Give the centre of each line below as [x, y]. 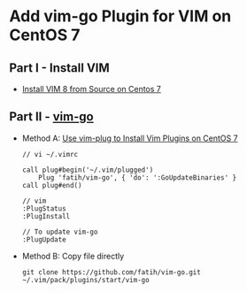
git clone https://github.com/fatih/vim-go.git [111, 272]
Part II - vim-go [52, 117]
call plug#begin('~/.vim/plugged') [88, 170]
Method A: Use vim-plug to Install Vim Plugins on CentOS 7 [130, 138]
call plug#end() [52, 185]
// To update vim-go [60, 232]
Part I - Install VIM [60, 68]
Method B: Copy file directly [73, 256]
